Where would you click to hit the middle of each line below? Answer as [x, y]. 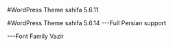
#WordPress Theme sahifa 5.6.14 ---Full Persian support [87, 23]
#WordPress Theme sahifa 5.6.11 [53, 10]
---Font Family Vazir [36, 36]
